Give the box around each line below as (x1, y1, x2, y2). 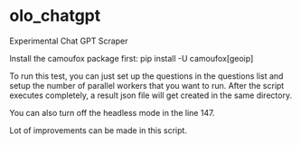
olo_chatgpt (9, 5, 101, 26)
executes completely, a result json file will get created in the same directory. (9, 90, 292, 101)
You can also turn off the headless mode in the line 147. (9, 107, 215, 118)
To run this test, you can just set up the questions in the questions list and (9, 70, 284, 82)
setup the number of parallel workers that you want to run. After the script (9, 80, 285, 91)
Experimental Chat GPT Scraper (9, 35, 128, 46)
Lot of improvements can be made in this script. (9, 124, 188, 136)
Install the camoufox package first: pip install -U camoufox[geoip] (9, 53, 254, 63)
